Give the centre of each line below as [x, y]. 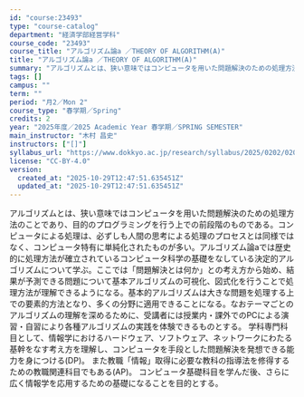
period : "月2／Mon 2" [49, 102]
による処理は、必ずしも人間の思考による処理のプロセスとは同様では [167, 236]
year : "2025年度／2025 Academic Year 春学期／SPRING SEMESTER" [126, 128]
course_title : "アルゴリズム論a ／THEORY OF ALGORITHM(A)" [118, 52]
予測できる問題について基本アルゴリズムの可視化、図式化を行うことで [156, 281]
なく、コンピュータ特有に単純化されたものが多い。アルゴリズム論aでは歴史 [150, 247]
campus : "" [30, 85]
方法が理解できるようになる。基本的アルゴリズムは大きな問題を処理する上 [156, 293]
